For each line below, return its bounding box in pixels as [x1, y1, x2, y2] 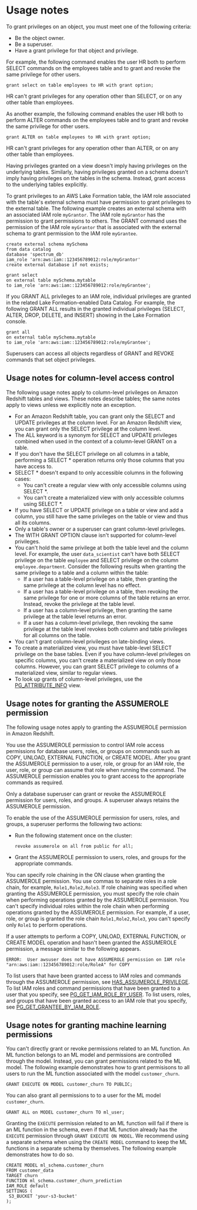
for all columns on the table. [23, 631, 91, 639]
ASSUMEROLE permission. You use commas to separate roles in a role [6, 877, 177, 884]
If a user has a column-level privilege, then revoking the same [23, 619, 173, 626]
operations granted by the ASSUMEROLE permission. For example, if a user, [6, 909, 190, 916]
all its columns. [14, 519, 51, 526]
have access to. [14, 463, 54, 470]
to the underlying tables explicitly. [6, 181, 88, 188]
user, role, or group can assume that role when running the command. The [6, 766, 186, 773]
